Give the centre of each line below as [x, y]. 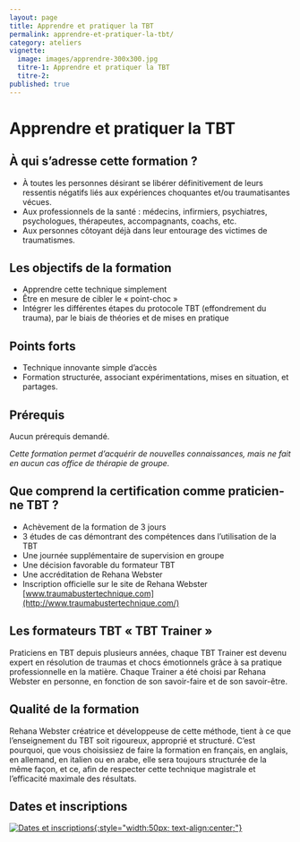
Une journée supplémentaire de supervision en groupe [123, 555]
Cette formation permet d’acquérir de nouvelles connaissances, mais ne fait [150, 454]
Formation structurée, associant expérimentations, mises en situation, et [155, 378]
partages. [40, 387]
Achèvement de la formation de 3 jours [94, 527]
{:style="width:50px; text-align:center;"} [168, 828]
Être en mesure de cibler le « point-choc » [100, 299]
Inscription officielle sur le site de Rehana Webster [115, 583]
